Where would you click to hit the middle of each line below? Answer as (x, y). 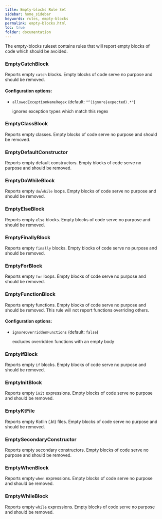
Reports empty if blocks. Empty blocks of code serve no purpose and (76, 365)
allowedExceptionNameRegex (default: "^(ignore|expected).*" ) (74, 102)
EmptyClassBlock (27, 124)
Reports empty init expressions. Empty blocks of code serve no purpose (79, 393)
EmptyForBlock (24, 266)
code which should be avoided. (36, 51)
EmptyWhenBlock (27, 467)
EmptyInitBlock (24, 382)
